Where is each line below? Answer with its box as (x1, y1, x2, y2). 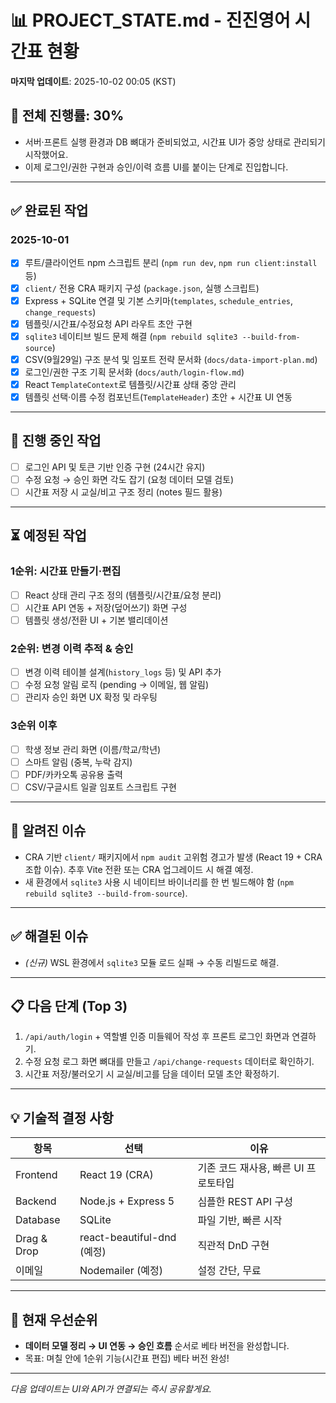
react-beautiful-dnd (79, 1231, 177, 1245)
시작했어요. (24, 148, 69, 160)
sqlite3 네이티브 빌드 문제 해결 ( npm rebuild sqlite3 (24, 330, 238, 342)
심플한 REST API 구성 (197, 1195, 293, 1209)
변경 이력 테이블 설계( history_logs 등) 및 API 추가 (24, 666, 222, 678)
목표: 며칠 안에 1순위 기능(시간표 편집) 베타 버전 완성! (24, 1352, 230, 1364)
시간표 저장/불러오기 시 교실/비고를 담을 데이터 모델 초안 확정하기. (24, 1068, 280, 1080)
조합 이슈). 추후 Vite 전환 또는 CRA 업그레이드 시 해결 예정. (24, 863, 254, 875)
